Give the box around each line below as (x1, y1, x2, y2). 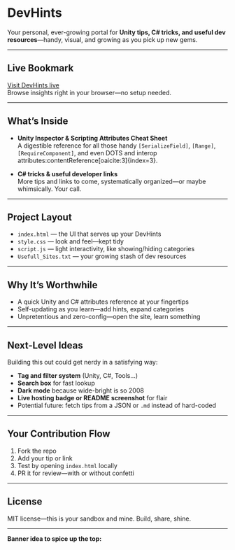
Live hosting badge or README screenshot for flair (17, 394, 168, 402)
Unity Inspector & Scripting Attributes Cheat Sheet (17, 134, 168, 142)
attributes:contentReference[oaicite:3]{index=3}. (17, 156, 158, 164)
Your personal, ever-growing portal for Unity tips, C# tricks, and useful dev (7, 28, 226, 36)
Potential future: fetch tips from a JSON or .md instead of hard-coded (17, 401, 217, 409)
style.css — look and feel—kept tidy (17, 237, 124, 246)
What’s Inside (7, 115, 69, 127)
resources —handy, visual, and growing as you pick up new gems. (7, 35, 198, 43)
